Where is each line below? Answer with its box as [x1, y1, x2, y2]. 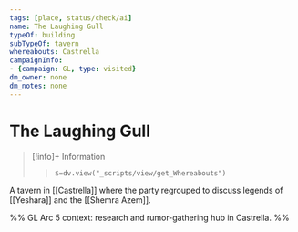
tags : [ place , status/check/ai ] [9, 13, 132, 23]
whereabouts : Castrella [9, 47, 100, 57]
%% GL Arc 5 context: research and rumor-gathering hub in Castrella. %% [9, 212, 290, 223]
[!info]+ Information [31, 151, 106, 162]
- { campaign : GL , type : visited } [9, 65, 137, 74]
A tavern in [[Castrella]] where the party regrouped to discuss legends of [9, 185, 283, 195]
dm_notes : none [9, 81, 67, 90]
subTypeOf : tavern [9, 38, 79, 48]
